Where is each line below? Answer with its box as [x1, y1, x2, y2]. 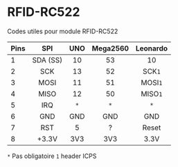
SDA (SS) [32, 55, 63, 64]
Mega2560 [91, 43, 130, 53]
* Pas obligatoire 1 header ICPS [7, 152, 97, 160]
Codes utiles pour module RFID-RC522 [7, 27, 118, 35]
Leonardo [135, 43, 168, 53]
